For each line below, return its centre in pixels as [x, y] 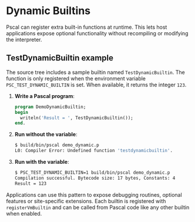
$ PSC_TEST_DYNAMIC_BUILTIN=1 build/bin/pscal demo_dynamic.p [92, 173]
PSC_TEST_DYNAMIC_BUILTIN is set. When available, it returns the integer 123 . [96, 85]
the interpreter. [24, 39]
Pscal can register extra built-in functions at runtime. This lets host [87, 27]
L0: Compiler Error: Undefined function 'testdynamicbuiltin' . [94, 151]
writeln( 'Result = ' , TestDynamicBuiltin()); [77, 118]
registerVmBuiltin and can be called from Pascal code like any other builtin [98, 207]
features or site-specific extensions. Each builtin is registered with [86, 201]
